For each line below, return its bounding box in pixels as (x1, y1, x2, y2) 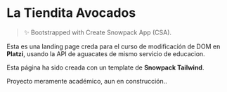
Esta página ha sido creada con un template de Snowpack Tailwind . (6, 63, 205, 72)
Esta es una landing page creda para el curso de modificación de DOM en (6, 42, 221, 51)
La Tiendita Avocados (6, 5, 136, 21)
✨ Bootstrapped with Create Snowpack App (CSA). (23, 28, 172, 37)
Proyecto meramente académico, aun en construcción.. (6, 77, 168, 85)
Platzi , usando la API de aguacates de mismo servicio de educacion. (6, 49, 205, 58)
